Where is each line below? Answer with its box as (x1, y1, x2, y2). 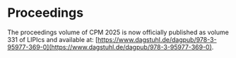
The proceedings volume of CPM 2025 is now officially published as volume (7, 28, 230, 36)
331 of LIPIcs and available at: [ (7, 35, 98, 43)
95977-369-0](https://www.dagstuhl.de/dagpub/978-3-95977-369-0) (7, 43, 212, 51)
